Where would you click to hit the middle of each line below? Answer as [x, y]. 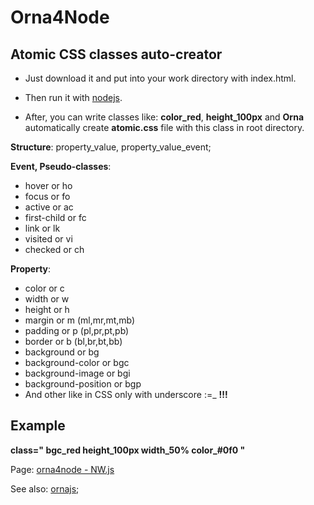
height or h [47, 309]
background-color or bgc [77, 362]
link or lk [42, 228]
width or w [47, 299]
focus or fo [47, 196]
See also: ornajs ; [45, 488]
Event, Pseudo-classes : [61, 166]
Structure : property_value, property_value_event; [111, 147]
